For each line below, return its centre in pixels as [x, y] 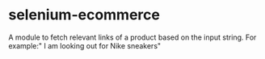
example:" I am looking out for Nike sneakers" [85, 45]
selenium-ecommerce [84, 15]
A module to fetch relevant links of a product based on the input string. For [132, 37]
